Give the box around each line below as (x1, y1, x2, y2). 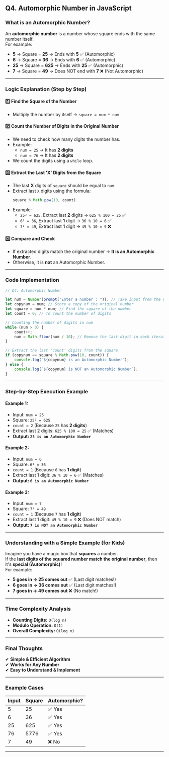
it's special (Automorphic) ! (5, 561, 62, 567)
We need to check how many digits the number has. (12, 136, 121, 142)
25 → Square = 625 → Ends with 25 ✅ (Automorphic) (12, 62, 124, 68)
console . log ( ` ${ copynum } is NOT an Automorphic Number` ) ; (14, 367, 138, 372)
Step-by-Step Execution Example (5, 388, 89, 395)
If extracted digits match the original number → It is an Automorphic (12, 248, 155, 255)
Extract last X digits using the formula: (12, 188, 91, 194)
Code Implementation (5, 277, 59, 284)
